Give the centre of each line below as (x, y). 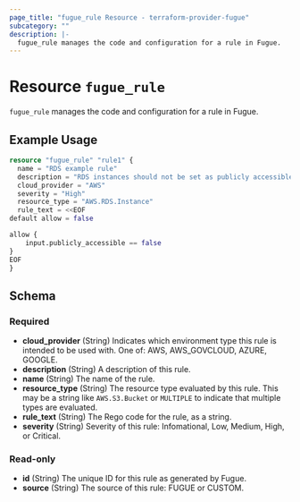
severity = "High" (52, 193)
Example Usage (54, 140)
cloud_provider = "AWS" (61, 185)
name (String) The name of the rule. (88, 379)
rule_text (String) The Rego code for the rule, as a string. (127, 417)
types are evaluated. (60, 407)
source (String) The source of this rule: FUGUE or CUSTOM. (133, 488)
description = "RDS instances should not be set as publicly (133, 177)
